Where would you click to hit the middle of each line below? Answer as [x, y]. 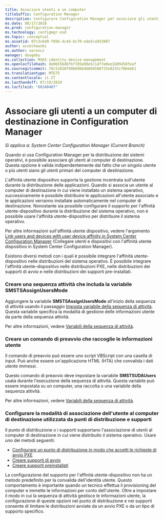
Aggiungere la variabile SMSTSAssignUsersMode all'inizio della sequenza [80, 301]
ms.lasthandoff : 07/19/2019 [34, 82]
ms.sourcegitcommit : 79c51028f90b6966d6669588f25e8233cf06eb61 [71, 69]
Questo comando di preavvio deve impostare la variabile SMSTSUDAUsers [81, 376]
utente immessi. [21, 366]
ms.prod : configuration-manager [38, 28]
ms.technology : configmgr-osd [36, 32]
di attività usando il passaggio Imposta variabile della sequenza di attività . [79, 306]
